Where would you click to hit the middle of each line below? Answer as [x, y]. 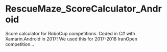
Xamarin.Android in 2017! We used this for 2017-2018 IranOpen [71, 39]
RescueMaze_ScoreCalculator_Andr [83, 9]
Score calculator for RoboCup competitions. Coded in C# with [70, 33]
